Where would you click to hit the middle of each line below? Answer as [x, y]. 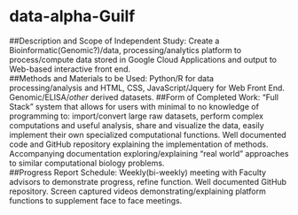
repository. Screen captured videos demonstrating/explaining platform [137, 191]
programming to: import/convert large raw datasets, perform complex [137, 116]
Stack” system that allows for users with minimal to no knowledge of [134, 106]
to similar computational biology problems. [87, 163]
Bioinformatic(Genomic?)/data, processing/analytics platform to [125, 50]
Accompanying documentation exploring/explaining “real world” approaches [149, 153]
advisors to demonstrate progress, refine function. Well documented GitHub [148, 181]
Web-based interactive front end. [70, 69]
